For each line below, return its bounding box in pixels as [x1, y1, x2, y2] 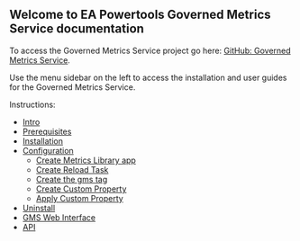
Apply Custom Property [35, 192, 123, 203]
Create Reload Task [35, 164, 109, 174]
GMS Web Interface [22, 211, 96, 223]
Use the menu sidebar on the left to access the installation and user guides [9, 72, 287, 83]
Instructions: [9, 99, 56, 110]
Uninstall [22, 202, 56, 213]
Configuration [22, 145, 74, 156]
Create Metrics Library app [35, 155, 137, 165]
